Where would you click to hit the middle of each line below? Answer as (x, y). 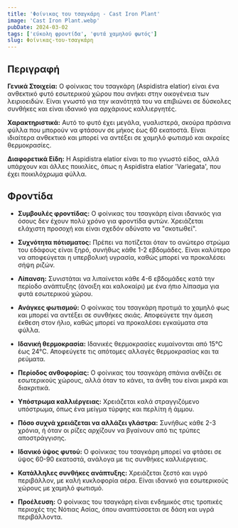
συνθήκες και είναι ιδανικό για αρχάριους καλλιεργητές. (92, 109)
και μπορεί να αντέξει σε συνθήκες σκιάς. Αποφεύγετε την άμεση (115, 315)
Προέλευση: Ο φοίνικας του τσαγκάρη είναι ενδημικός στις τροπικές (120, 502)
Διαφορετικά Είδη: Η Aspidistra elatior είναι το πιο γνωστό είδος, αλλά (113, 159)
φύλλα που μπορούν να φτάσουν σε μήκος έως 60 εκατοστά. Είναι (107, 130)
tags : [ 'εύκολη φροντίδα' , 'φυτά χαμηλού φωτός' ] (82, 34)
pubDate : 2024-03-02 (38, 27)
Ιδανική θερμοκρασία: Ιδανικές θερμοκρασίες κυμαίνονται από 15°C (120, 343)
